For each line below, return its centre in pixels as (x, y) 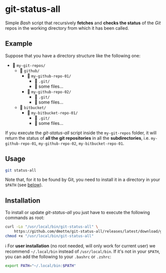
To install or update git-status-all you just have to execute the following (78, 213)
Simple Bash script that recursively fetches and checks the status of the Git (83, 23)
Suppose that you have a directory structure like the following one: (73, 55)
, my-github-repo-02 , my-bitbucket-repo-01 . (80, 143)
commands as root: (25, 218)
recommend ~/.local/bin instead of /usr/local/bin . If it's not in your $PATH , (83, 251)
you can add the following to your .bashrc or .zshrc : (58, 257)
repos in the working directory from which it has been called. (67, 28)
